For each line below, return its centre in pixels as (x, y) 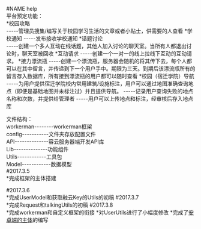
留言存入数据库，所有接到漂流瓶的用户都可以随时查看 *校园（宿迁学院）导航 (100, 76)
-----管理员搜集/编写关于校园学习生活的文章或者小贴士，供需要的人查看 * (97, 31)
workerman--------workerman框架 (49, 127)
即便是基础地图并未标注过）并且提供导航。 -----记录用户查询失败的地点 (105, 91)
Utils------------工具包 (34, 157)
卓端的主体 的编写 (27, 220)
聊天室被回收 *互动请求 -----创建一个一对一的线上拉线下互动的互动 (104, 53)
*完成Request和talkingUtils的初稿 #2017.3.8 (60, 205)
